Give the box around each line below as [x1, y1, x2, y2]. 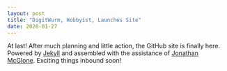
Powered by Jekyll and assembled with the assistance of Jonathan [7, 49, 198, 57]
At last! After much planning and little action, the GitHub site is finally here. [7, 42, 221, 50]
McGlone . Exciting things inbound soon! [7, 57, 122, 65]
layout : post [7, 10, 45, 17]
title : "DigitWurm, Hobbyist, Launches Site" [7, 17, 141, 23]
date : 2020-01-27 [7, 23, 58, 30]
